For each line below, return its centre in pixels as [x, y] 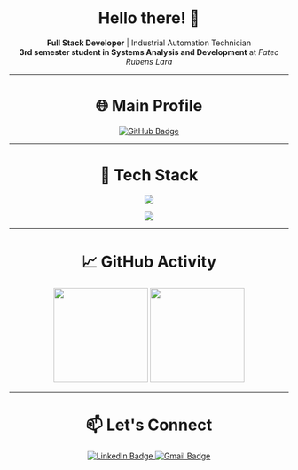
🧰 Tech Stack [149, 175]
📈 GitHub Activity [149, 262]
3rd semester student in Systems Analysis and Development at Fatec [149, 52]
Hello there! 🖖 [149, 18]
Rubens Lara [149, 61]
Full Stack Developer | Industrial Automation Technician [149, 43]
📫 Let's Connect [149, 425]
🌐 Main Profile [149, 106]
